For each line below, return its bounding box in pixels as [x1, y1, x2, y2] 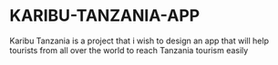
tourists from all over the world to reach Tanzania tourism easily [9, 44, 249, 55]
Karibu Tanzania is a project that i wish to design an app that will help [9, 35, 269, 46]
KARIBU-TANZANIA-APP [9, 5, 201, 26]
